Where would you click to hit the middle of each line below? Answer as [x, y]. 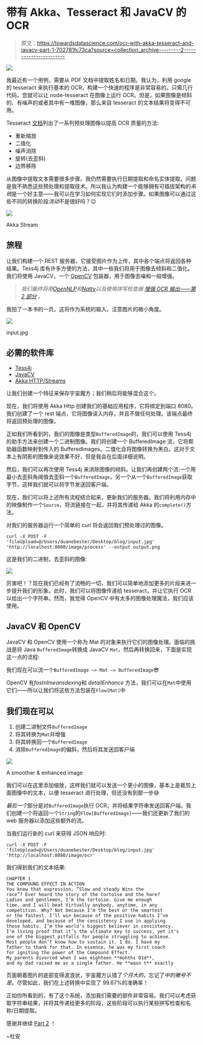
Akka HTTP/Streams [40, 380]
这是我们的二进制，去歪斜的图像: [47, 559]
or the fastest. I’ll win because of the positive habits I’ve [87, 916]
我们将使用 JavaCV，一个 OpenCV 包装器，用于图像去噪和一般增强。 [92, 276]
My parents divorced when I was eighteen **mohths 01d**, [80, 958]
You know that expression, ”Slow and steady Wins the [75, 889]
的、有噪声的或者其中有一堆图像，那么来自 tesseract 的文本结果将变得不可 [98, 103]
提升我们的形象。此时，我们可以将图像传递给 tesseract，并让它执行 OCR [101, 590]
